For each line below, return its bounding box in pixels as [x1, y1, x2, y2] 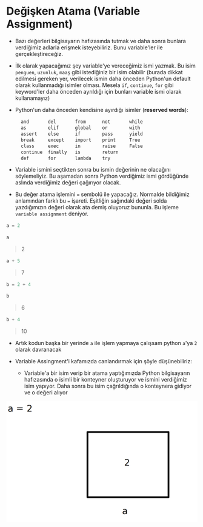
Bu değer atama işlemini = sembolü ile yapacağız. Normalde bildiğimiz [15, 190, 190, 198]
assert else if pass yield [21, 131, 144, 137]
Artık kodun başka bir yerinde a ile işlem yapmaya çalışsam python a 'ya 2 [15, 340, 198, 347]
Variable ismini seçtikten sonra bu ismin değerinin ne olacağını [15, 166, 171, 173]
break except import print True [21, 137, 141, 143]
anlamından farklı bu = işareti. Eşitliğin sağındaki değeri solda [15, 197, 167, 204]
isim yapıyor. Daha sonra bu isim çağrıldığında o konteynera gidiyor [24, 382, 192, 390]
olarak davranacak [15, 346, 62, 354]
